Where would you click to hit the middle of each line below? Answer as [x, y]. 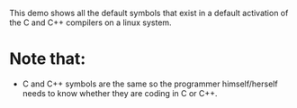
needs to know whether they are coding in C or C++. [120, 93]
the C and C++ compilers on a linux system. [91, 22]
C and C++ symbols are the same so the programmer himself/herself [150, 84]
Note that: [48, 59]
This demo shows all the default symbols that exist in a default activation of [149, 13]
